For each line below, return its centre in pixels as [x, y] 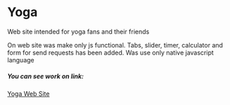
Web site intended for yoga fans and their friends [78, 31]
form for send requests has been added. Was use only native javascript [111, 52]
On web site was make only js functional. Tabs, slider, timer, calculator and [115, 45]
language [21, 59]
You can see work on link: [46, 76]
